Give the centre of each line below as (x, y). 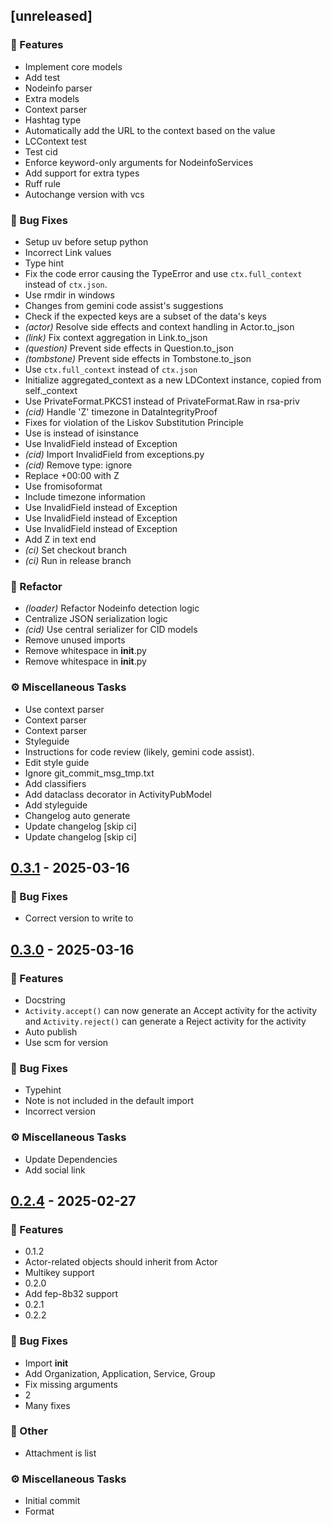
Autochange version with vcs (84, 194)
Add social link (55, 1170)
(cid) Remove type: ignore (78, 465)
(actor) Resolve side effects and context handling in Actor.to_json (159, 326)
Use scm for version (66, 1042)
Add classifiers (55, 783)
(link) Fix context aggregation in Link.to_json (116, 337)
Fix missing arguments (71, 1384)
